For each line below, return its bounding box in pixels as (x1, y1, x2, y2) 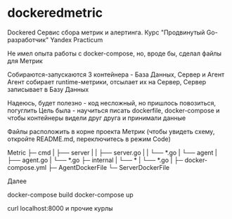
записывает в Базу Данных (7, 85, 89, 93)
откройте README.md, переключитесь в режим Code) (7, 135, 171, 143)
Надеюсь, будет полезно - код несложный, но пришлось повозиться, (7, 98, 217, 107)
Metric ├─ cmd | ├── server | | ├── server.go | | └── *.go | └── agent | (7, 148, 218, 157)
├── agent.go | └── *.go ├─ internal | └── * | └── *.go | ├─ (7, 156, 183, 164)
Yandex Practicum (50, 35, 103, 44)
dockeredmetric (7, 5, 103, 21)
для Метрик (7, 56, 44, 65)
